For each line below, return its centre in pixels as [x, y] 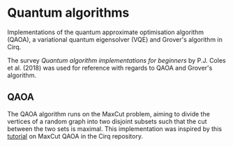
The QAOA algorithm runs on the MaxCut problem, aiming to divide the [109, 114]
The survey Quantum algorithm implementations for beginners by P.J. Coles [116, 60]
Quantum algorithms [68, 13]
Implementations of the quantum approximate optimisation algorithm [106, 32]
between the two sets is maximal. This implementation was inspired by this [114, 129]
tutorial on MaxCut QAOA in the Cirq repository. [75, 136]
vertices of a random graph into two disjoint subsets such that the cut [107, 121]
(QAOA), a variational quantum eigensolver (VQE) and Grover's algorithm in [115, 39]
